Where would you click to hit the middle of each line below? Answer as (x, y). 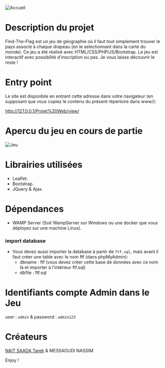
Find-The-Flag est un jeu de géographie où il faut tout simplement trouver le (82, 41)
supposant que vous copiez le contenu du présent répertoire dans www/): (81, 101)
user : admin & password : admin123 (40, 316)
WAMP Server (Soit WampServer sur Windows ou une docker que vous (85, 222)
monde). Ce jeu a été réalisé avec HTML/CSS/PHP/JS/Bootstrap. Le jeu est (82, 52)
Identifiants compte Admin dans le (77, 293)
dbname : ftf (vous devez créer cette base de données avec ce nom (89, 262)
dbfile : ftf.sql (33, 272)
